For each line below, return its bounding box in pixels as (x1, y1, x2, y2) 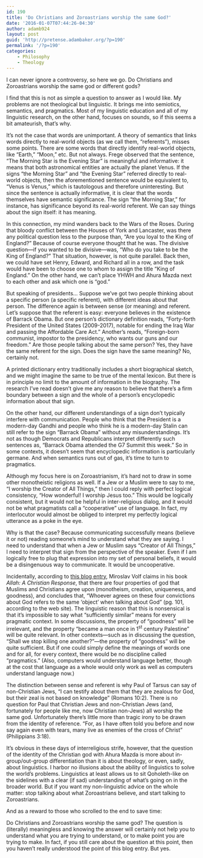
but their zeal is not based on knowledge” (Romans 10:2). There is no (6, 694, 178, 702)
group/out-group (6, 757, 48, 764)
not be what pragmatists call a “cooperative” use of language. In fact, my (6, 504, 188, 511)
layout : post (6, 31, 39, 37)
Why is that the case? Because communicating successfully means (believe (6, 529, 195, 536)
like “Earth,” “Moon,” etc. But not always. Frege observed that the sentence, (6, 150, 195, 158)
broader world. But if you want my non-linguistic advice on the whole (6, 783, 178, 790)
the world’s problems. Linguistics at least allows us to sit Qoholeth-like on (6, 770, 189, 778)
